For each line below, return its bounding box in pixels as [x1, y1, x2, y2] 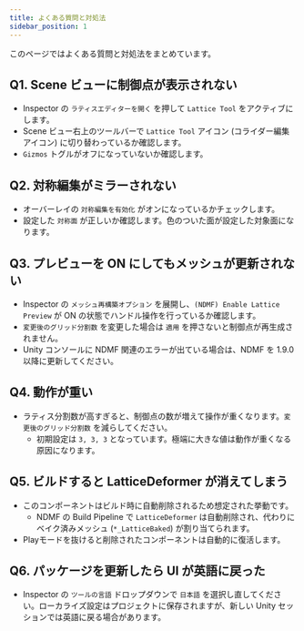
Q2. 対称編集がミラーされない [9, 178, 177, 193]
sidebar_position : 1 [9, 22, 88, 31]
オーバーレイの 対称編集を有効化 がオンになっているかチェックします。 [22, 204, 280, 215]
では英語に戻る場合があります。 [46, 612, 167, 623]
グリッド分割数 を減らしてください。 [43, 422, 173, 433]
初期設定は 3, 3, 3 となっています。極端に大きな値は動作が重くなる [35, 433, 292, 444]
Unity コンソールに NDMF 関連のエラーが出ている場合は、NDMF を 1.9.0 [22, 343, 294, 355]
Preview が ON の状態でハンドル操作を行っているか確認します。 [22, 310, 261, 321]
